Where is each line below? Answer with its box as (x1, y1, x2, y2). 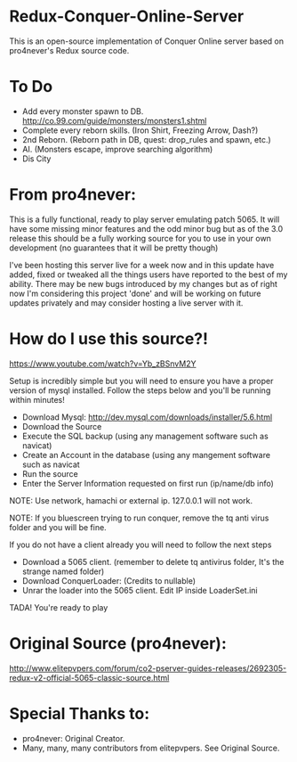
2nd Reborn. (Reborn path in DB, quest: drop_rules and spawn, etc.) (21, 134, 271, 144)
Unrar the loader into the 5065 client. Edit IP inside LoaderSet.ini (21, 585, 258, 595)
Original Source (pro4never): (9, 633, 227, 653)
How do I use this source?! (9, 329, 209, 348)
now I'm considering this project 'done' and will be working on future (9, 288, 261, 299)
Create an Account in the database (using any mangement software (21, 449, 271, 460)
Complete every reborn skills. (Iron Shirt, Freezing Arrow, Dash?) (21, 125, 259, 135)
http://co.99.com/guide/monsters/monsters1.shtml (21, 115, 207, 126)
